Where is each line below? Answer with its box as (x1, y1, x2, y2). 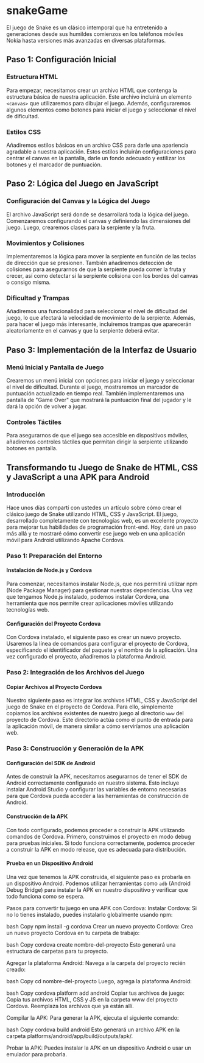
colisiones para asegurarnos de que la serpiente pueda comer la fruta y (6, 266, 186, 273)
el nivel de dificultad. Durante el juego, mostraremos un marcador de (6, 383, 179, 390)
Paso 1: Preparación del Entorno (6, 551, 102, 560)
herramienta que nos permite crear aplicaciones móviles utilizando (6, 599, 174, 607)
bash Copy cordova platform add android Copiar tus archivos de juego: (6, 989, 185, 997)
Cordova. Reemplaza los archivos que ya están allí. (6, 1002, 134, 1009)
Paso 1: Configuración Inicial (6, 54, 117, 65)
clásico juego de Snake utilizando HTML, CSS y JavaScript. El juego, (6, 510, 178, 518)
